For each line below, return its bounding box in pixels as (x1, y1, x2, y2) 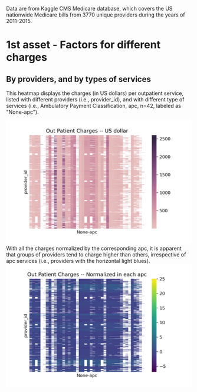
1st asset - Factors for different (6, 38, 161, 52)
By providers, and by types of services (6, 74, 152, 84)
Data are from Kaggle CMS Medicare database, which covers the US (6, 5, 173, 12)
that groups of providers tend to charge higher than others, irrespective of (6, 251, 186, 258)
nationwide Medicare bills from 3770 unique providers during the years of (6, 11, 185, 18)
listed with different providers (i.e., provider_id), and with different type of (6, 96, 185, 103)
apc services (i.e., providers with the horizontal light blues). (6, 257, 150, 264)
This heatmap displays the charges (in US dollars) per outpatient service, (6, 90, 184, 97)
